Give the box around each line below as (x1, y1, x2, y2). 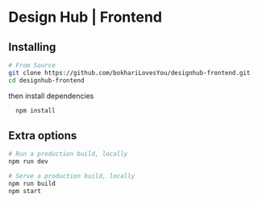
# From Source (8, 61, 56, 69)
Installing (8, 40, 56, 54)
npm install (15, 106, 56, 114)
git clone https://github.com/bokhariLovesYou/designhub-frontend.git (8, 68, 251, 76)
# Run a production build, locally (8, 150, 128, 159)
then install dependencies (8, 91, 94, 101)
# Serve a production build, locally (8, 172, 135, 180)
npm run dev (8, 158, 48, 166)
